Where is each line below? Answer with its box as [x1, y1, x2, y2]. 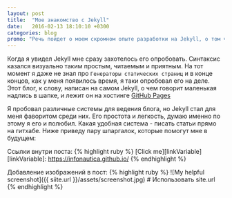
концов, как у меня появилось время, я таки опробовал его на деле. [7, 77, 211, 85]
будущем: [7, 134, 37, 142]
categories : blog [7, 29, 57, 37]
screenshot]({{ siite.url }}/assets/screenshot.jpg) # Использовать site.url [7, 175, 215, 184]
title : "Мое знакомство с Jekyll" [7, 17, 110, 23]
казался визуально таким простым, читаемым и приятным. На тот [7, 62, 204, 70]
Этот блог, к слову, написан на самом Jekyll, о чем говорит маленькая [7, 84, 217, 92]
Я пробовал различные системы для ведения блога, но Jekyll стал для [7, 105, 216, 113]
